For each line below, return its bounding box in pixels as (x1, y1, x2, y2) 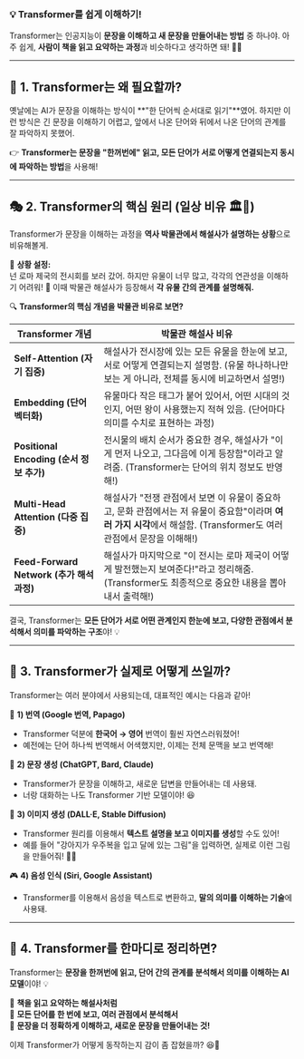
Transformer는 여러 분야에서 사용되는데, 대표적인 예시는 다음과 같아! (9, 689, 252, 700)
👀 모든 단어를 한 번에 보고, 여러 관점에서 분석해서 (9, 1008, 179, 1019)
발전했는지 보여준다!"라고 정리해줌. (114, 562, 254, 575)
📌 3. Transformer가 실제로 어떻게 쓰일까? (9, 664, 231, 679)
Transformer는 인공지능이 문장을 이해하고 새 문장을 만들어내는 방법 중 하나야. (9, 30, 280, 42)
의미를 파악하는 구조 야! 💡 (33, 626, 120, 636)
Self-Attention (14, 352, 79, 364)
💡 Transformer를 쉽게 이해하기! (9, 7, 142, 20)
